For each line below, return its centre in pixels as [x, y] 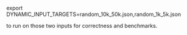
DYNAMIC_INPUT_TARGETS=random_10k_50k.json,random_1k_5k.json [94, 14]
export [15, 8]
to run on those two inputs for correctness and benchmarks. [82, 26]
